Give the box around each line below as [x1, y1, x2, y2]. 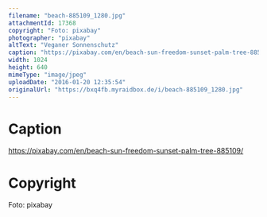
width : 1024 [8, 56, 48, 64]
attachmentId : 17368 [8, 19, 77, 27]
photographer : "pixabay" [8, 33, 91, 42]
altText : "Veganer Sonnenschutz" [8, 41, 119, 49]
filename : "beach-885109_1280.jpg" [8, 11, 126, 20]
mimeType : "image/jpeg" [8, 71, 87, 79]
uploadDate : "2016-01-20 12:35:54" [8, 78, 126, 86]
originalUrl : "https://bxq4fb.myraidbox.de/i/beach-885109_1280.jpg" [8, 85, 244, 94]
